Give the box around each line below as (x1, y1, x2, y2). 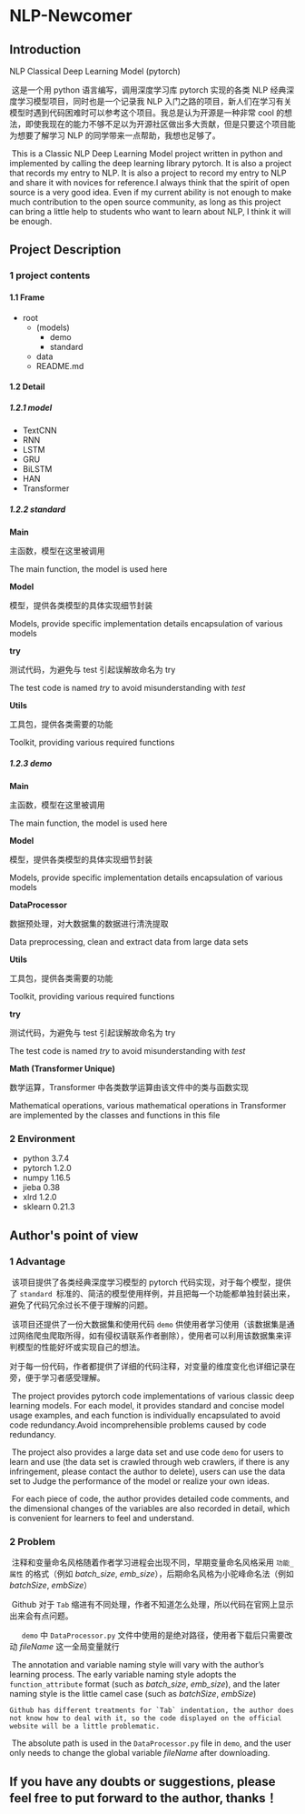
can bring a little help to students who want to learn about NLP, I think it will (9, 206, 291, 216)
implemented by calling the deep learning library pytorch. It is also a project (9, 158, 292, 168)
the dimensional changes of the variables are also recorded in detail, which (9, 1503, 290, 1514)
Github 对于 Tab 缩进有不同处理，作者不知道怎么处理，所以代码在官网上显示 (11, 1599, 294, 1610)
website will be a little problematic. (9, 1722, 161, 1731)
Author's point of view (9, 1228, 139, 1243)
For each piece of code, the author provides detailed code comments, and (11, 1493, 290, 1504)
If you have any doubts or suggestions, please (9, 1774, 276, 1789)
